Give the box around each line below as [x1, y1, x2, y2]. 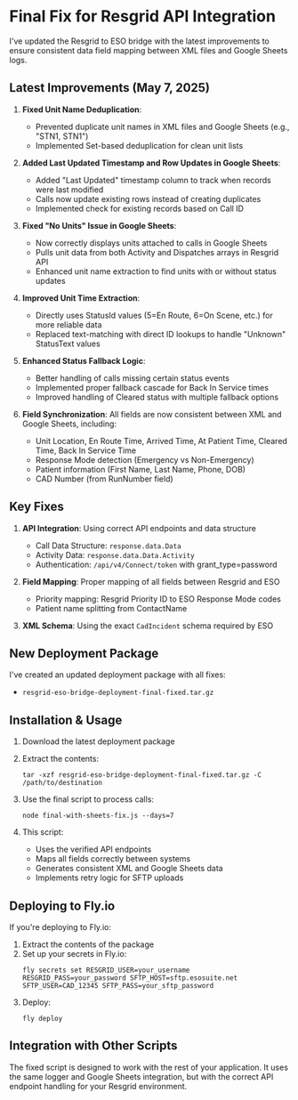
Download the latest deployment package [21, 736, 175, 747]
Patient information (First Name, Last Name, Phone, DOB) [35, 464, 246, 474]
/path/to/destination [21, 779, 102, 788]
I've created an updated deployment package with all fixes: [9, 669, 226, 680]
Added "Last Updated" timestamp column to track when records [35, 174, 271, 185]
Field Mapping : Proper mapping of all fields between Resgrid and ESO [21, 576, 280, 586]
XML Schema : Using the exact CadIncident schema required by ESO [21, 620, 274, 631]
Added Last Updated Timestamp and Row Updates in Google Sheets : [21, 158, 281, 168]
